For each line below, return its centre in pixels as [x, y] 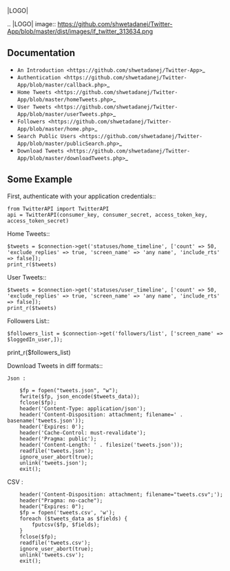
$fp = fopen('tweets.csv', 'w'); [67, 512]
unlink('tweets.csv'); [52, 555]
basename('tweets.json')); [46, 420]
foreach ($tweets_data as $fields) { [74, 519]
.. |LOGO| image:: [32, 24]
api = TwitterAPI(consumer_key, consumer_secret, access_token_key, [107, 215]
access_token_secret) [38, 221]
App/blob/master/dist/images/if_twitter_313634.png [80, 31]
